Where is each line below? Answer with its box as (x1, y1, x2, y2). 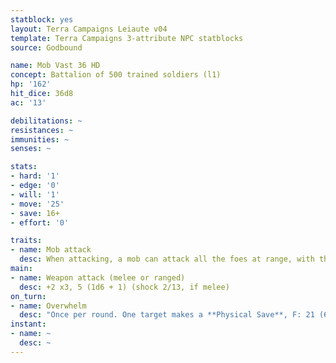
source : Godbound (10, 42, 83, 53)
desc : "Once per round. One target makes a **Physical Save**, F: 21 (19, 310, 315, 320)
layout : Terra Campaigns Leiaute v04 (10, 24, 168, 34)
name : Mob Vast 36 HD (10, 61, 101, 71)
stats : (10, 162, 38, 172)
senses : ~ (10, 144, 52, 154)
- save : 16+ (10, 208, 60, 218)
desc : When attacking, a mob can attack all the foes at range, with (19, 254, 315, 265)
